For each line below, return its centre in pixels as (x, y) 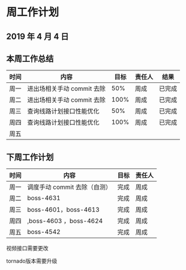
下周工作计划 (30, 157)
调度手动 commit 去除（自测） (70, 187)
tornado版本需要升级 (32, 261)
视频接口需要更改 (27, 248)
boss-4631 (44, 198)
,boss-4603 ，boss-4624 (65, 221)
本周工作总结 (30, 59)
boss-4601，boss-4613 (64, 210)
